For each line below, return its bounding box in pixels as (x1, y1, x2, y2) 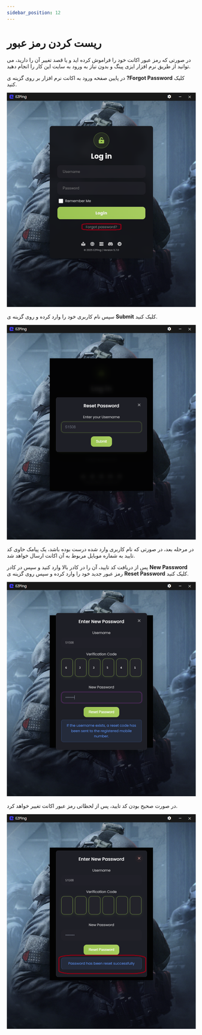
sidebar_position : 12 (7, 10, 61, 16)
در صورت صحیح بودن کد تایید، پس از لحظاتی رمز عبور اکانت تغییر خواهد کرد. (7, 802, 178, 810)
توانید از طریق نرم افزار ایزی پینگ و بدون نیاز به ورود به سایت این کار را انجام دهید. (7, 62, 191, 70)
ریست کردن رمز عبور (7, 36, 102, 50)
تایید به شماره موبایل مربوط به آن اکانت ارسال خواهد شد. (7, 552, 135, 559)
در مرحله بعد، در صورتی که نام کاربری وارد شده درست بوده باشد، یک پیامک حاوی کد (7, 545, 194, 552)
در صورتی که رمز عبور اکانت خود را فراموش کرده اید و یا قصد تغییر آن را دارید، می (7, 56, 191, 63)
